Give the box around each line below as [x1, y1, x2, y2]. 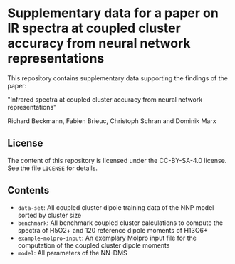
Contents [7, 184, 50, 196]
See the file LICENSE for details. [7, 164, 98, 172]
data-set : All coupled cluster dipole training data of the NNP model [17, 203, 214, 211]
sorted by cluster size [17, 211, 82, 219]
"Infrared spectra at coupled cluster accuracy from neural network [7, 95, 203, 104]
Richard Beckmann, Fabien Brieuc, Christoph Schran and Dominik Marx [7, 116, 216, 125]
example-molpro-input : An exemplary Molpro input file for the [17, 233, 197, 242]
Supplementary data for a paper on [7, 5, 219, 21]
